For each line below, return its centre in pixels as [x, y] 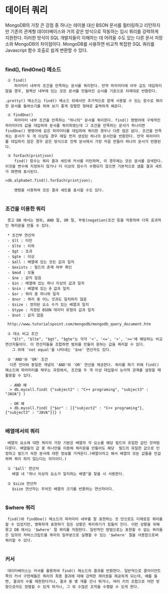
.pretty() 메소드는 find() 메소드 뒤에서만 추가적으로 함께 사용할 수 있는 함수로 [79, 101]
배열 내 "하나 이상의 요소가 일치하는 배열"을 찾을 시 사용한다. [68, 474]
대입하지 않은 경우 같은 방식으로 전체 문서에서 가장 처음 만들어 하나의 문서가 [79, 141]
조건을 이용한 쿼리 [25, 209]
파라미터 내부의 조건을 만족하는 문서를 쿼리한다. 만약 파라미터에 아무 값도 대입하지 [88, 86]
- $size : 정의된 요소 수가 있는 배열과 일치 [48, 305]
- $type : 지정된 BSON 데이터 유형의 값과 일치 [51, 310]
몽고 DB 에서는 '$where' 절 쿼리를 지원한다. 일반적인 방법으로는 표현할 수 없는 [78, 530]
